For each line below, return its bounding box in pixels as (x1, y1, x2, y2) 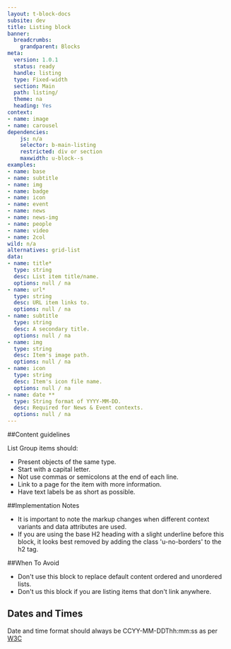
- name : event (7, 201, 49, 208)
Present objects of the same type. (17, 458, 117, 466)
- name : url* (7, 286, 46, 293)
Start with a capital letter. (17, 465, 90, 473)
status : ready (13, 63, 55, 70)
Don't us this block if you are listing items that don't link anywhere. (17, 588, 212, 595)
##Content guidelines (7, 430, 71, 439)
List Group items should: (7, 444, 78, 452)
